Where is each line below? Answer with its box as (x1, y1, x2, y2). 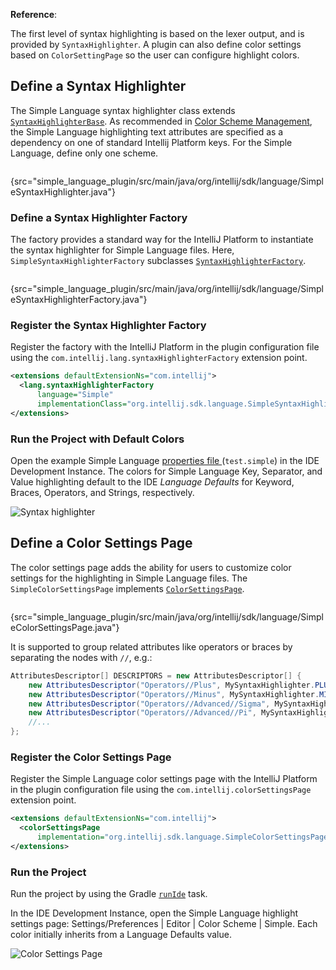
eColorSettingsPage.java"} (10, 621, 120, 633)
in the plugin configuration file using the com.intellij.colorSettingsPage (10, 784, 312, 796)
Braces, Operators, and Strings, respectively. (10, 487, 195, 499)
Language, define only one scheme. (10, 147, 159, 159)
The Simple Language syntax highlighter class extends (10, 104, 236, 116)
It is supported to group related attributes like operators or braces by (10, 640, 293, 653)
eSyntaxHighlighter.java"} (10, 185, 116, 198)
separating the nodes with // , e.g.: (10, 651, 153, 663)
